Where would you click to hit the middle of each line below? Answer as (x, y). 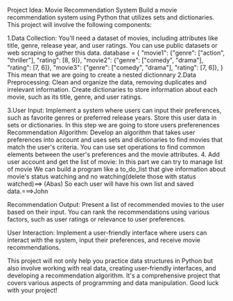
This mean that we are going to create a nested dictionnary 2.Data (102, 75)
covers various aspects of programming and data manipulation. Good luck (113, 283)
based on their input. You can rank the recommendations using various (109, 212)
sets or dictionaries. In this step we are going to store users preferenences (113, 125)
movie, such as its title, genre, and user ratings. (75, 97)
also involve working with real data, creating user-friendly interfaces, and (112, 268)
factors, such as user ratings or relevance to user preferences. (96, 219)
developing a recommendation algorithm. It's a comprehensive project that (114, 275)
